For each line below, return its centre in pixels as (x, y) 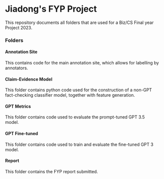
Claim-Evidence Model (29, 79)
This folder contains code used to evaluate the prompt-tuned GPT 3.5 (75, 117)
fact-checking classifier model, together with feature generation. (70, 95)
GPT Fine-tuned (21, 134)
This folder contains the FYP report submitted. (52, 171)
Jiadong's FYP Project (51, 9)
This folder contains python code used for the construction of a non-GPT (79, 90)
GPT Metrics (18, 106)
